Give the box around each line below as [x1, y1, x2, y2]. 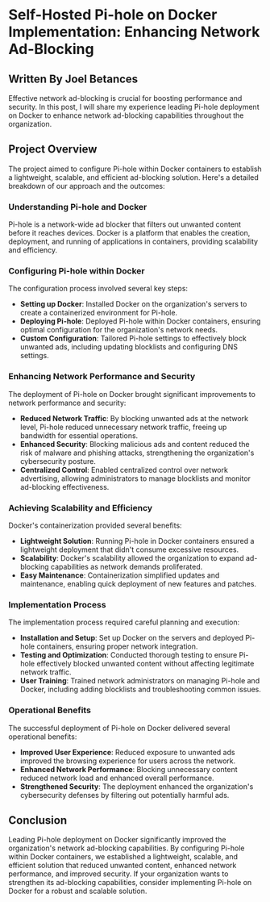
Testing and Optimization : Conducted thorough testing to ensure [19, 650, 238, 660]
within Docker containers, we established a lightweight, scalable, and [8, 852, 239, 862]
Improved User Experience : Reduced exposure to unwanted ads [19, 747, 235, 757]
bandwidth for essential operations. [19, 430, 139, 441]
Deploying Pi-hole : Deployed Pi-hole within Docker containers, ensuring [19, 316, 261, 326]
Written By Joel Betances [8, 72, 139, 86]
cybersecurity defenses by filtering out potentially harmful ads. [19, 790, 230, 800]
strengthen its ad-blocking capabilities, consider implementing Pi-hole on [8, 878, 252, 887]
